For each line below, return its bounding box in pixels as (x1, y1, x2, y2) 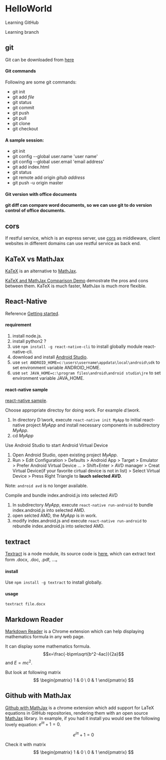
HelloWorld (5, 3, 52, 14)
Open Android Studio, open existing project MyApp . (12, 452, 118, 458)
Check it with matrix (5, 742, 46, 748)
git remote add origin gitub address (12, 174, 85, 180)
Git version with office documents (5, 191, 77, 197)
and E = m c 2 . (5, 659, 33, 666)
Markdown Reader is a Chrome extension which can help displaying (5, 628, 144, 634)
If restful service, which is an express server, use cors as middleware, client (5, 235, 161, 241)
